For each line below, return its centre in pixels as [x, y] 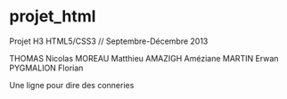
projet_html [53, 16]
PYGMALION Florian [46, 68]
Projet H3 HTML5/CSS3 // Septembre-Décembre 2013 [109, 41]
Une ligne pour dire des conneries [72, 85]
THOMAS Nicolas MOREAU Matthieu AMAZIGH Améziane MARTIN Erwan [144, 58]
